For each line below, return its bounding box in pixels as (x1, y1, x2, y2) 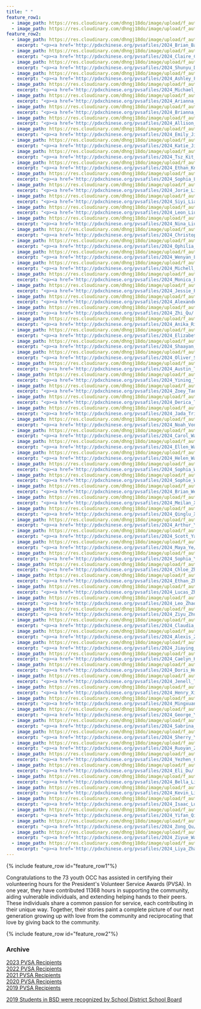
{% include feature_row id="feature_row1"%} (6, 862, 118, 869)
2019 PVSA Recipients (6, 984, 61, 992)
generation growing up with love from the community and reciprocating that (6, 912, 193, 919)
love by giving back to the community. (6, 918, 100, 926)
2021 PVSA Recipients (6, 972, 61, 979)
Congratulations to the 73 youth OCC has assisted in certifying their (6, 874, 173, 881)
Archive (6, 945, 30, 953)
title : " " (6, 8, 33, 15)
